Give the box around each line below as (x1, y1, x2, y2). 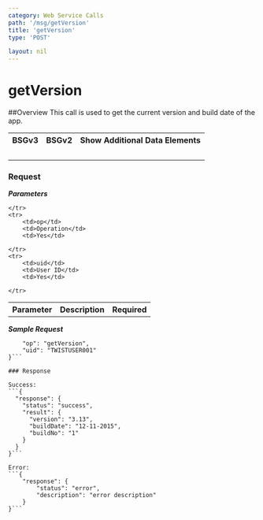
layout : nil (8, 48, 47, 56)
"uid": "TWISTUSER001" (22, 347, 97, 355)
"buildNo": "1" (28, 429, 80, 437)
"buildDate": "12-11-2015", (28, 422, 122, 430)
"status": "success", (22, 402, 93, 410)
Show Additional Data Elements (80, 135, 201, 146)
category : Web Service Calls (8, 11, 104, 20)
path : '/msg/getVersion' (8, 19, 90, 27)
